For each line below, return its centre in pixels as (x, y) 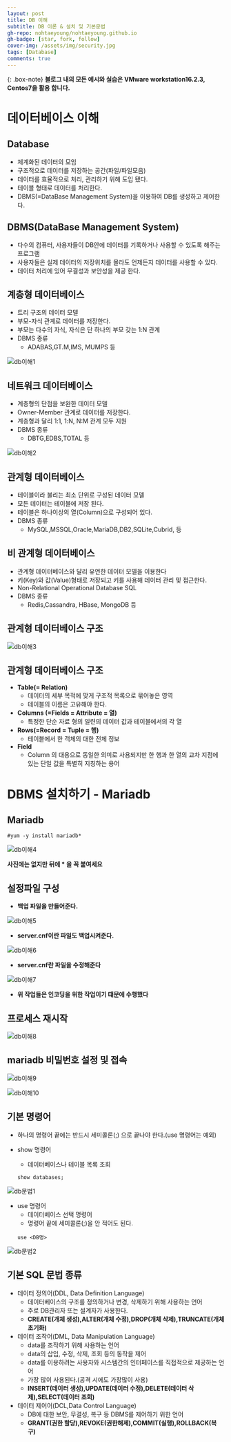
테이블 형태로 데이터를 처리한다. (59, 188)
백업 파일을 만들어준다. (47, 906)
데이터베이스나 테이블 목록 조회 (69, 1164)
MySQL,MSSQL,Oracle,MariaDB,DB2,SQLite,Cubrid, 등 (104, 529)
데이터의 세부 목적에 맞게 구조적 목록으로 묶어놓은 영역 (100, 695)
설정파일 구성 (33, 888)
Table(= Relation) (42, 687)
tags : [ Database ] (32, 53)
